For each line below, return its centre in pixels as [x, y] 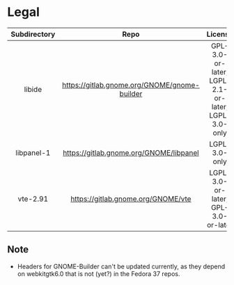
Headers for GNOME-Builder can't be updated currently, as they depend [121, 266]
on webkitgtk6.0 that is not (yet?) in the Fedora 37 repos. [99, 274]
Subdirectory [33, 34]
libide [33, 89]
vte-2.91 [33, 199]
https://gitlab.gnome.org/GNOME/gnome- [131, 85]
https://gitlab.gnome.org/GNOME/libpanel [131, 152]
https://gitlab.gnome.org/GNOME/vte [131, 199]
